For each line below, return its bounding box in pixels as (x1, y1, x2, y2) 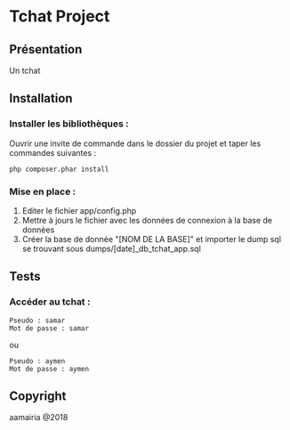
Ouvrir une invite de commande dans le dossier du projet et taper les (9, 138, 262, 149)
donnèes (21, 224, 55, 235)
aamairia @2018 (9, 412, 68, 423)
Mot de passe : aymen (9, 364, 90, 373)
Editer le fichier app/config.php (21, 205, 137, 215)
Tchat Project (9, 6, 110, 27)
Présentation (9, 42, 83, 57)
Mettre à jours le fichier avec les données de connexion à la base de (21, 215, 273, 225)
